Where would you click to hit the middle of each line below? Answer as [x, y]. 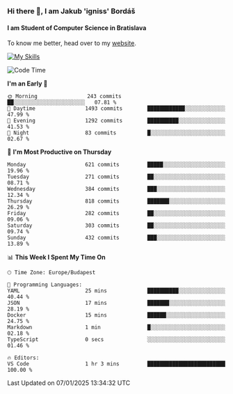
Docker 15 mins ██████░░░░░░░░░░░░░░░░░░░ [116, 315]
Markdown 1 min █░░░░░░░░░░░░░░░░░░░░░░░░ [116, 328]
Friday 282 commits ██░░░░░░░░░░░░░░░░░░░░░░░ [116, 214]
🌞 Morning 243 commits [64, 97]
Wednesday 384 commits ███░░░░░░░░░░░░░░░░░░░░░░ [116, 189]
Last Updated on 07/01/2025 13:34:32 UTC [69, 383]
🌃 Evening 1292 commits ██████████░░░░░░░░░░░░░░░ [116, 121]
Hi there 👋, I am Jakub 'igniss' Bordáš [71, 11]
